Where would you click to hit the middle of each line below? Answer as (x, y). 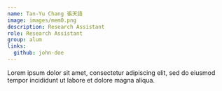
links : (17, 46)
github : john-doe (39, 53)
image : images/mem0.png (42, 20)
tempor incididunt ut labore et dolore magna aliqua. (81, 80)
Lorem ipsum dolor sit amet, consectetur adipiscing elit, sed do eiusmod (111, 72)
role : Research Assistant (45, 33)
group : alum (25, 40)
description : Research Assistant (56, 27)
